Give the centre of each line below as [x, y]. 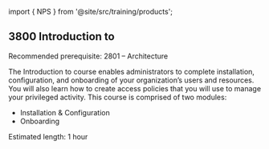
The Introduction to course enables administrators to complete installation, [132, 71]
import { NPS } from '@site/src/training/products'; [91, 12]
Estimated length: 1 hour [48, 136]
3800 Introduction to [61, 36]
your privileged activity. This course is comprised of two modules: [118, 97]
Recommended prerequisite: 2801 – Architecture [88, 56]
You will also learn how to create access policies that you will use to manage [135, 88]
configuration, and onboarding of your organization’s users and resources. [131, 80]
